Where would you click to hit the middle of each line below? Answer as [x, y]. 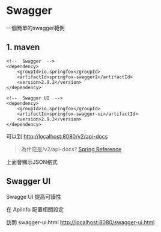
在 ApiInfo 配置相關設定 [35, 209]
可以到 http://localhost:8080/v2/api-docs [57, 136]
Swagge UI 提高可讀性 [34, 196]
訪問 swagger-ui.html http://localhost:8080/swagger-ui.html [80, 222]
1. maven [23, 47]
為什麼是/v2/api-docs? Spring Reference [71, 149]
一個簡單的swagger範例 [35, 28]
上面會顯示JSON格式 [32, 162]
